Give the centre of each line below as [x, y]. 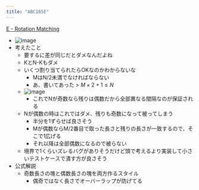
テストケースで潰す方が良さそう [68, 158]
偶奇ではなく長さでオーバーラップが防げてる [88, 180]
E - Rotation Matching [33, 29]
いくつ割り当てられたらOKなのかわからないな [80, 70]
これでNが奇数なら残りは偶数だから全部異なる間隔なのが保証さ [110, 99]
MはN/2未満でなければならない [71, 77]
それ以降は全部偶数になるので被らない [80, 143]
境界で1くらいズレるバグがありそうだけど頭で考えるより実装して [103, 151]
